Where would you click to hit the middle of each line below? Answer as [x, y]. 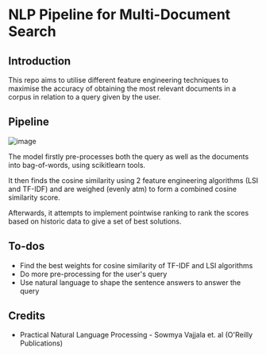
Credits [27, 316]
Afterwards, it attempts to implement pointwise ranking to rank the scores [129, 213]
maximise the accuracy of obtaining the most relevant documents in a [122, 88]
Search [33, 31]
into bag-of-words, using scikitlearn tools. [77, 165]
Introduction [40, 61]
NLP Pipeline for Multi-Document [120, 15]
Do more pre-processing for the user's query [93, 274]
